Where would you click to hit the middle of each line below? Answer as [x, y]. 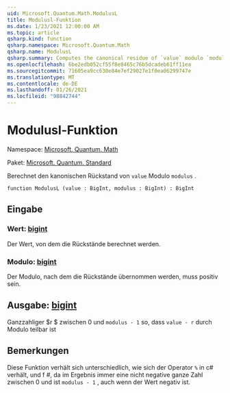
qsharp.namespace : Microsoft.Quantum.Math [68, 45]
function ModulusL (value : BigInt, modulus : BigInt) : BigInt [101, 188]
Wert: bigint [27, 229]
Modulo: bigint [32, 261]
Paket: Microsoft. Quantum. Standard [59, 163]
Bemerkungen [38, 351]
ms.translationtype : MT [41, 77]
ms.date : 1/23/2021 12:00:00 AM [53, 26]
